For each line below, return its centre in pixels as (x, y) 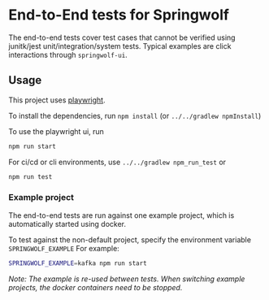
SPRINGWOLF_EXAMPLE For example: (64, 248)
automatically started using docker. (67, 224)
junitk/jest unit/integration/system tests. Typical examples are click (120, 46)
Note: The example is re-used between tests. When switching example (127, 279)
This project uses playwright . (57, 100)
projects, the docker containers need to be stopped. (95, 287)
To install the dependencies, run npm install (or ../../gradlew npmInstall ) (135, 115)
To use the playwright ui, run (56, 131)
